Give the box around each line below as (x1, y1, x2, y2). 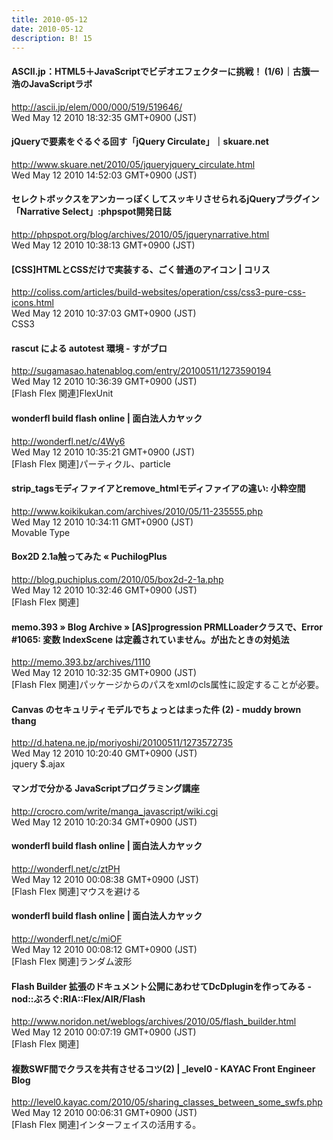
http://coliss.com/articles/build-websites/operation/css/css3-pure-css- (11, 286, 306, 298)
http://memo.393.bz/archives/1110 (11, 656, 151, 668)
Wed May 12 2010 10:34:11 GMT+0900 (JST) (11, 516, 194, 528)
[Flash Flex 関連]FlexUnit (11, 387, 114, 400)
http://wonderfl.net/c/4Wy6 (11, 435, 126, 447)
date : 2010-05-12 (11, 24, 84, 34)
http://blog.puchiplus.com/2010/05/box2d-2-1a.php (11, 574, 224, 585)
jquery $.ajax (11, 758, 66, 770)
